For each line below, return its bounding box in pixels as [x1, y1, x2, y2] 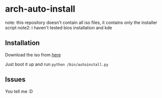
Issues [5, 76, 26, 84]
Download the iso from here [5, 52, 61, 58]
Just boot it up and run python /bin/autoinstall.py [5, 61, 108, 67]
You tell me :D [5, 88, 33, 94]
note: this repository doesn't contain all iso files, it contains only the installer [5, 20, 158, 25]
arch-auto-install [5, 3, 75, 15]
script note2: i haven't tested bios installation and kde [5, 24, 112, 30]
